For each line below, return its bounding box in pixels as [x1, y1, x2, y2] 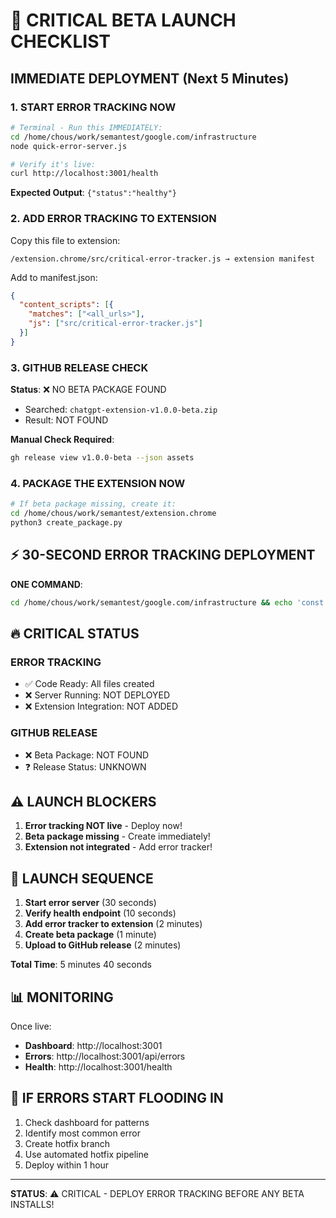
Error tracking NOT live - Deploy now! [24, 820, 183, 832]
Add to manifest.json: [10, 271, 98, 283]
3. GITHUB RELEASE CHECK [10, 360, 149, 374]
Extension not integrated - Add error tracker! [24, 841, 213, 853]
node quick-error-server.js [10, 141, 128, 151]
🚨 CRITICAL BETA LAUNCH [10, 9, 237, 32]
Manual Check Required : [10, 434, 115, 446]
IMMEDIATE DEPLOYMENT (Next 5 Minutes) [10, 70, 290, 87]
